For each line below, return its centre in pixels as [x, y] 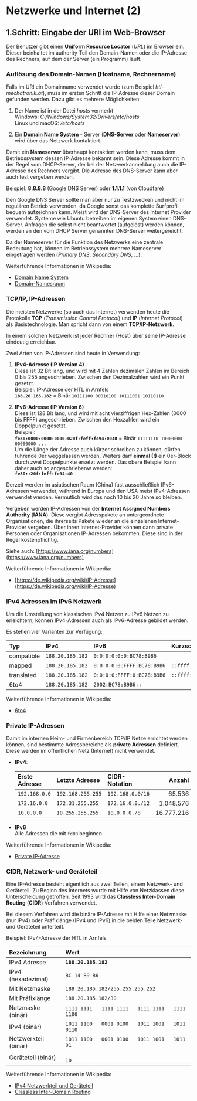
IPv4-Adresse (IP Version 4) [49, 364]
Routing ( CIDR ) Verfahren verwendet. [52, 903]
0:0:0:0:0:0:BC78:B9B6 [125, 656]
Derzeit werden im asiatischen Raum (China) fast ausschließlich [83, 484]
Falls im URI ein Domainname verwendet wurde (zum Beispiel [80, 87]
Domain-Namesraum [40, 284]
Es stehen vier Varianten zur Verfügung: [54, 631]
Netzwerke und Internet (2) [74, 11]
